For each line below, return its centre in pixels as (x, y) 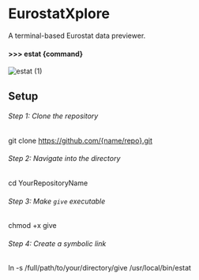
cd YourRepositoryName (48, 183)
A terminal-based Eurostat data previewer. (77, 35)
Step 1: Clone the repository (53, 116)
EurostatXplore (59, 14)
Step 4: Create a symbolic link (57, 243)
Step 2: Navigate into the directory (64, 159)
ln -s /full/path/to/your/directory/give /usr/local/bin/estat (100, 268)
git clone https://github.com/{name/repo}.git (80, 140)
